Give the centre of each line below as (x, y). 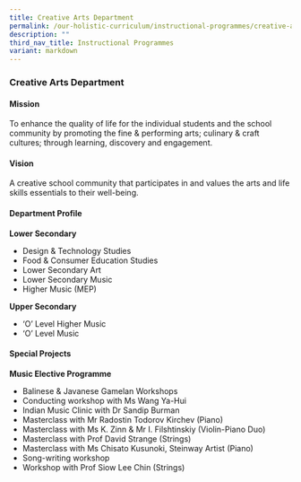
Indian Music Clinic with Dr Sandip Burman (101, 410)
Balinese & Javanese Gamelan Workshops (100, 390)
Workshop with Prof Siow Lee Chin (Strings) (103, 467)
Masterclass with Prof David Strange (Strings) (107, 438)
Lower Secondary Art (61, 269)
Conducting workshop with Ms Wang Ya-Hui (104, 400)
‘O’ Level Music (51, 333)
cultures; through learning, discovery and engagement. (111, 143)
